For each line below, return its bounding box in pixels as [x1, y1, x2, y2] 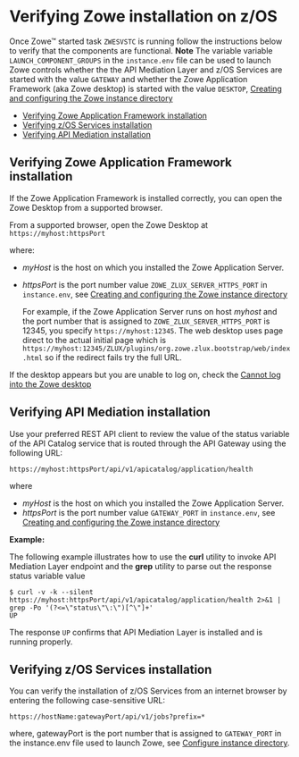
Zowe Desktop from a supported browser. [9, 202, 163, 213]
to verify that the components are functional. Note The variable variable [9, 45, 273, 55]
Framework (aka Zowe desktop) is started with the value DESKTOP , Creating [9, 83, 283, 94]
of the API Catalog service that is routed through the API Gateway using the [9, 438, 287, 449]
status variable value [9, 570, 86, 581]
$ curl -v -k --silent [9, 587, 94, 596]
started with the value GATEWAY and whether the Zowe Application [9, 73, 248, 84]
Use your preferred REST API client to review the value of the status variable [9, 428, 290, 439]
